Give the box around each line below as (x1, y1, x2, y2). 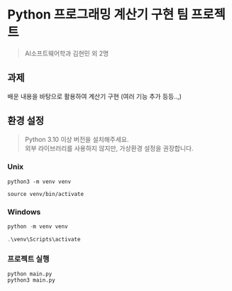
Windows (7, 207, 41, 216)
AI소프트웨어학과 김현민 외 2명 (24, 49, 109, 57)
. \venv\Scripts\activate (7, 236, 81, 243)
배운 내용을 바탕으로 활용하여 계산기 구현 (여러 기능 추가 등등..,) (7, 92, 182, 100)
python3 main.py (7, 277, 55, 284)
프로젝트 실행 (7, 253, 50, 263)
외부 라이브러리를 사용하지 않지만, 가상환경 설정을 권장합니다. (24, 143, 194, 153)
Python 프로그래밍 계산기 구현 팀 (7, 6, 189, 23)
